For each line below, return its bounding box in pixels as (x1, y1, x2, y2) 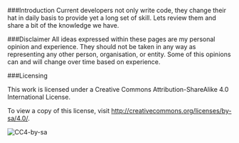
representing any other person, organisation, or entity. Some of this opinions (7, 50, 231, 58)
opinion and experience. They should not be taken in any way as (7, 43, 196, 51)
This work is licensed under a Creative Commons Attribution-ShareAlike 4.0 (7, 85, 229, 93)
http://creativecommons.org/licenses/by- (111, 107, 232, 115)
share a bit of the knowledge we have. (7, 21, 119, 29)
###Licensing (7, 71, 48, 80)
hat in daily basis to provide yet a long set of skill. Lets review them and (7, 14, 217, 22)
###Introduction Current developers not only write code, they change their (7, 6, 226, 14)
